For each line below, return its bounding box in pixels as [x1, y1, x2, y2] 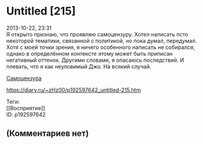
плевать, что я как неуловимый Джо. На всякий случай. [6, 62, 151, 70]
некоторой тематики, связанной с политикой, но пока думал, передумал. [6, 37, 197, 44]
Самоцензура [6, 74, 42, 82]
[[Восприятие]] [6, 104, 45, 111]
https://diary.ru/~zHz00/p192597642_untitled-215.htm [6, 86, 141, 93]
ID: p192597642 [6, 111, 46, 118]
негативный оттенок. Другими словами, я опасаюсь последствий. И [6, 56, 184, 64]
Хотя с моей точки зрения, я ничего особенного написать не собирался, [6, 44, 195, 51]
